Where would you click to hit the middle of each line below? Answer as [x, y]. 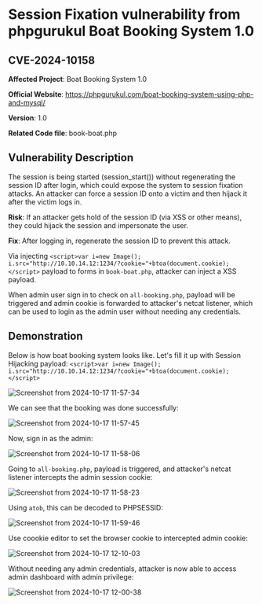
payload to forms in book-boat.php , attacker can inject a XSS [139, 271]
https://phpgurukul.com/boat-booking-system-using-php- [160, 94]
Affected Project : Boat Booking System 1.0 [78, 79]
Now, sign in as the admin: [51, 438]
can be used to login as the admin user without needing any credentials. [125, 311]
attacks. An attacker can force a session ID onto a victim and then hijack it [128, 193]
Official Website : [36, 94]
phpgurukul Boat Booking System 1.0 [131, 31]
